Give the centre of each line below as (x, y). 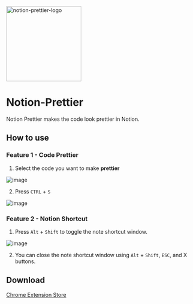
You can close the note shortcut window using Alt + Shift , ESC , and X (101, 255)
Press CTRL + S (33, 191)
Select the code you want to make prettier (67, 168)
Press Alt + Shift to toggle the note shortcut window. (81, 231)
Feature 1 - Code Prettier (43, 155)
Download (25, 280)
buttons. (25, 261)
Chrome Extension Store (36, 294)
